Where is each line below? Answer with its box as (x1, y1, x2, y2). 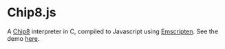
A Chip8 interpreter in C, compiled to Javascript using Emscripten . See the (7, 27, 219, 35)
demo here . (7, 34, 40, 42)
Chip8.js (7, 5, 56, 20)
